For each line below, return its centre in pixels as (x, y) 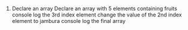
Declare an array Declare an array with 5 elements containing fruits (95, 9)
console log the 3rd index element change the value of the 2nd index (97, 15)
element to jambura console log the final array (69, 21)
